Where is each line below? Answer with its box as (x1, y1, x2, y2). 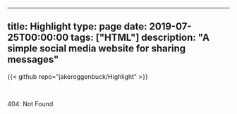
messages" (7, 53, 59, 65)
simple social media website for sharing (7, 43, 186, 55)
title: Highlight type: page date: (7, 20, 147, 32)
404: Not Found (7, 99, 54, 108)
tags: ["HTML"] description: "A (70, 32, 210, 44)
